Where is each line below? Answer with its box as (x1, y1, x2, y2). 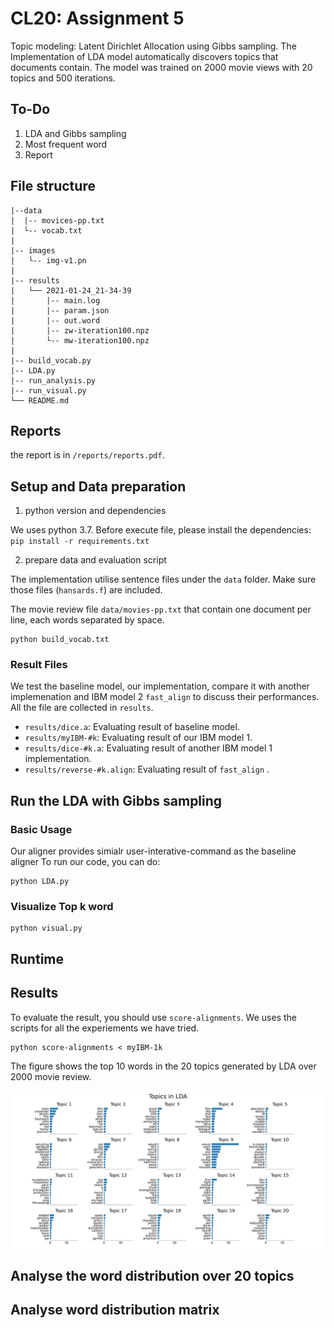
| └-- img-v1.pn (10, 255, 87, 266)
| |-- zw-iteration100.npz (10, 325, 150, 336)
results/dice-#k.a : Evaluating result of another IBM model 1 (24, 742, 273, 754)
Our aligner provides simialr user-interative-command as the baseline (10, 845, 297, 857)
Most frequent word (24, 138, 108, 150)
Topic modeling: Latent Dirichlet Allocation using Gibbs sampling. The (10, 40, 297, 52)
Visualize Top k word (10, 900, 114, 914)
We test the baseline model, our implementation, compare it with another (10, 680, 310, 692)
